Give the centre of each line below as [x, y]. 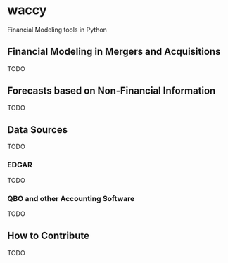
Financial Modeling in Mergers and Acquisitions [114, 52]
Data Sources [38, 130]
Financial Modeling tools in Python [57, 30]
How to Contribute [49, 236]
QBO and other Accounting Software [71, 198]
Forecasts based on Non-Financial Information [112, 91]
